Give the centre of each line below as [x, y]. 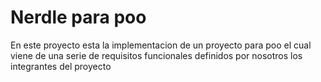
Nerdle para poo [78, 17]
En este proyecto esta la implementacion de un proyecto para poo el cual [161, 45]
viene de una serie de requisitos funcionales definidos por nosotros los [156, 55]
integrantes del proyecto [61, 66]
